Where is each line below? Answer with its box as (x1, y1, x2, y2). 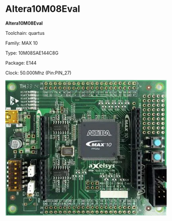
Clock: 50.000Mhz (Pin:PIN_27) (5, 70, 72, 76)
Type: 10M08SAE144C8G (5, 50, 59, 56)
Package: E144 (5, 59, 37, 66)
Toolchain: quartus (5, 30, 45, 36)
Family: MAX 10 (5, 39, 38, 46)
